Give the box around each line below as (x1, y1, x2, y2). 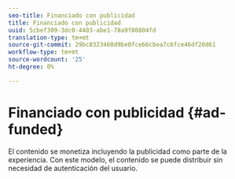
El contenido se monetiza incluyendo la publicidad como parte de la (8, 147, 228, 156)
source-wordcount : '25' (8, 56, 86, 64)
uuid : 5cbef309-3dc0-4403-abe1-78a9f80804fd (8, 26, 156, 34)
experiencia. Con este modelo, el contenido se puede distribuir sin (8, 155, 223, 164)
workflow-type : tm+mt (8, 48, 79, 56)
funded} (8, 120, 64, 138)
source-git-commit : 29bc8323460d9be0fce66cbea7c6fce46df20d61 (8, 41, 216, 49)
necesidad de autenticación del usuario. (8, 163, 138, 173)
